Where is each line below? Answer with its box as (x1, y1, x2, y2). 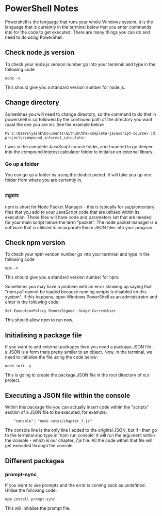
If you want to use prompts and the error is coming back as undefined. (5, 482, 146, 488)
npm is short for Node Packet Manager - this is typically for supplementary (5, 204, 155, 210)
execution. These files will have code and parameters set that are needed (5, 214, 152, 220)
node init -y (5, 364, 32, 369)
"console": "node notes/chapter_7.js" (14, 419, 92, 424)
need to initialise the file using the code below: (5, 354, 98, 360)
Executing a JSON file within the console (5, 391, 130, 400)
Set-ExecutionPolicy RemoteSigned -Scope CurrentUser (5, 309, 116, 313)
